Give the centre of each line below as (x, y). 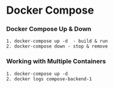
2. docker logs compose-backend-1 (49, 79)
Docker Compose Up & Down (49, 29)
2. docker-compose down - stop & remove (57, 46)
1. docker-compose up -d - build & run (57, 41)
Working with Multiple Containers (56, 61)
